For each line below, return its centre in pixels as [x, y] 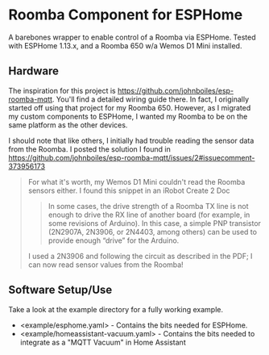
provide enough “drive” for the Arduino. [114, 240]
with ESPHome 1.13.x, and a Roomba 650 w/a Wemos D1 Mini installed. [125, 45]
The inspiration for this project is [62, 90]
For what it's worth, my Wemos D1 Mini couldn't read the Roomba [137, 182]
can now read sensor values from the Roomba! [106, 265]
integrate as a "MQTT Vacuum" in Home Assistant [103, 342]
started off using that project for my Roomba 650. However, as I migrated [130, 107]
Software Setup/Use [60, 290]
